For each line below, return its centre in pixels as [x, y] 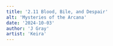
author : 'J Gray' [28, 28]
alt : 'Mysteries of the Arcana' [46, 17]
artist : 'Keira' [26, 34]
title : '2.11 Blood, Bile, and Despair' [57, 12]
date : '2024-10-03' [30, 23]
